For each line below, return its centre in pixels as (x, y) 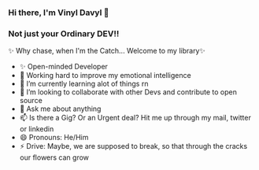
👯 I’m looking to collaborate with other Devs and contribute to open (128, 92)
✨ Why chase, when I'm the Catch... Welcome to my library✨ (107, 51)
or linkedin (37, 129)
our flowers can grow (54, 157)
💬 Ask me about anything (60, 109)
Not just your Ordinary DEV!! (64, 33)
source (31, 101)
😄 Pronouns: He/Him (54, 138)
